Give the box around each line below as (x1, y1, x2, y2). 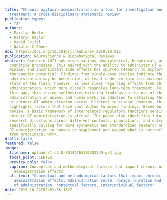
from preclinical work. (9, 132, 59, 137)
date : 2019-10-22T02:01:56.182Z (5, 187, 72, 192)
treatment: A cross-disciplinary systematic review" (9, 12, 121, 17)
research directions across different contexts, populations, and (9, 118, 150, 123)
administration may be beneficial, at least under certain (9, 76, 135, 81)
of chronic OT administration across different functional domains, (9, 100, 155, 105)
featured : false (5, 141, 39, 146)
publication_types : (5, 16, 46, 21)
